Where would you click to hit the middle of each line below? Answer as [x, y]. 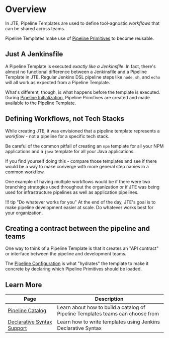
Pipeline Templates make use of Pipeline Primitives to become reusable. [80, 38]
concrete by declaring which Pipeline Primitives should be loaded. [74, 269]
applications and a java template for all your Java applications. [70, 151]
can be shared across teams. [35, 28]
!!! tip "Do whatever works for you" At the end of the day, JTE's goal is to [80, 202]
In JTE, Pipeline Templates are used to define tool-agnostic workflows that [82, 23]
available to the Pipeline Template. [41, 103]
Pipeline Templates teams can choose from [108, 314]
